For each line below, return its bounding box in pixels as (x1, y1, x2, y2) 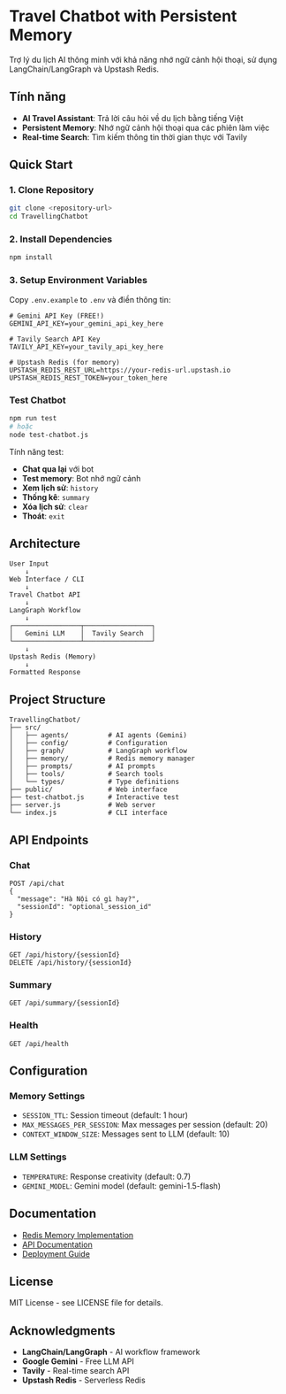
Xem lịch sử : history (21, 482, 99, 493)
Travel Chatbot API (9, 590, 81, 599)
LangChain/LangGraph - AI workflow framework (21, 1347, 200, 1358)
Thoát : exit (21, 511, 65, 521)
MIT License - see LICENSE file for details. (9, 1298, 163, 1308)
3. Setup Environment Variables (9, 274, 148, 287)
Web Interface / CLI (9, 575, 86, 584)
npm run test (9, 413, 57, 422)
